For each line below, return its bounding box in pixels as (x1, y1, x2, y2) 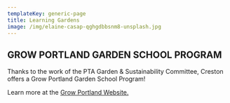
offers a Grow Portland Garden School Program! (7, 74, 146, 84)
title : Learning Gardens (7, 17, 80, 24)
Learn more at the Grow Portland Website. (7, 88, 129, 97)
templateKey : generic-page (7, 10, 86, 17)
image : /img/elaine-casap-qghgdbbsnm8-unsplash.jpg (7, 23, 161, 30)
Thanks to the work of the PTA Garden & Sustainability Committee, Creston (7, 68, 224, 76)
